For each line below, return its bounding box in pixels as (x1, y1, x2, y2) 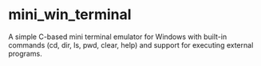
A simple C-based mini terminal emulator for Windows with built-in (8, 32, 227, 41)
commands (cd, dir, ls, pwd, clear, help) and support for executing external (8, 40, 254, 49)
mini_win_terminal (8, 6, 132, 24)
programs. (8, 49, 42, 58)
